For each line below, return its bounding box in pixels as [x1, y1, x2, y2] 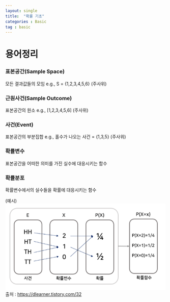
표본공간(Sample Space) [5, 68, 65, 75]
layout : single [5, 8, 38, 13]
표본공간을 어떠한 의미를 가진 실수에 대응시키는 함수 [5, 160, 107, 166]
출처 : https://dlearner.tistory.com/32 [5, 291, 82, 297]
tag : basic [5, 24, 31, 30]
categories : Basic [5, 19, 47, 24]
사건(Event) [5, 121, 34, 128]
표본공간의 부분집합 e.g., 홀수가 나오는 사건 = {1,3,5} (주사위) [5, 134, 126, 140]
